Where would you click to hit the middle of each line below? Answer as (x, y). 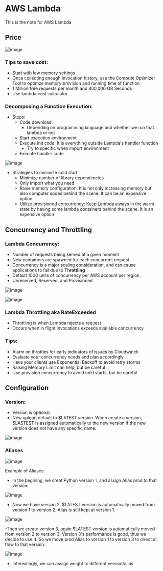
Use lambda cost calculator (40, 94)
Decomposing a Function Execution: (49, 106)
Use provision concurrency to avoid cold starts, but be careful (75, 372)
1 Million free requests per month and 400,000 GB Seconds (72, 88)
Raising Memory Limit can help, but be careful (58, 367)
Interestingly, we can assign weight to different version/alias (73, 563)
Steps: (19, 117)
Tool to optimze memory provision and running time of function (76, 83)
